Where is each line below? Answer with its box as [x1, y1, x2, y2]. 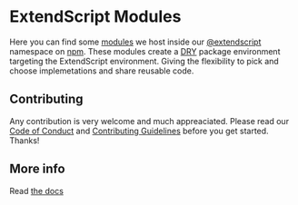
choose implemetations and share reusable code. [9, 65, 194, 76]
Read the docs [9, 185, 64, 196]
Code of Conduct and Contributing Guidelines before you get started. [9, 125, 270, 136]
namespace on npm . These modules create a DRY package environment [9, 45, 281, 56]
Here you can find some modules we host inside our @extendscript [9, 36, 262, 47]
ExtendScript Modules [9, 6, 182, 27]
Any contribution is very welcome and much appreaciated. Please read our [9, 115, 289, 126]
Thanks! [9, 134, 40, 146]
